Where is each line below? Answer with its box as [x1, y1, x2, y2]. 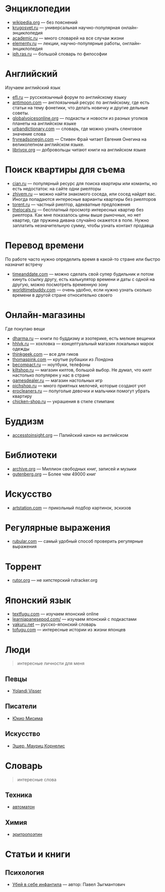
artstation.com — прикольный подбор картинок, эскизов [12, 505, 132, 511]
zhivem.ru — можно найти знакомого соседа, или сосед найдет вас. [12, 191, 157, 197]
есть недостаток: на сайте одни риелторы [12, 186, 101, 191]
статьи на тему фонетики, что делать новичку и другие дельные [12, 104, 148, 110]
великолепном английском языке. [12, 141, 85, 147]
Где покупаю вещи [5, 326, 45, 331]
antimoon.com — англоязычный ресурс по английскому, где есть [12, 99, 150, 105]
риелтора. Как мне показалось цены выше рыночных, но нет [12, 212, 141, 218]
